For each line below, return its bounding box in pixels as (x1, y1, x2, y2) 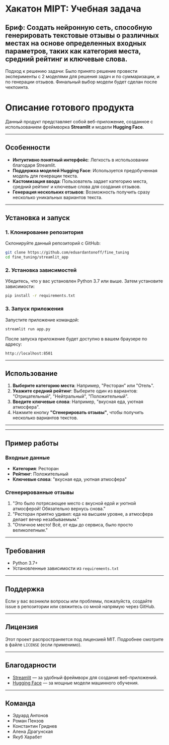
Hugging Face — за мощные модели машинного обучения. (12, 680, 139, 686)
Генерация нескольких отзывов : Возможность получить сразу (12, 189, 150, 195)
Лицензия (5, 623, 38, 631)
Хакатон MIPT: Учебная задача (5, 3, 142, 15)
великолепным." (12, 527, 48, 533)
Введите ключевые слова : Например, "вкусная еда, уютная (12, 399, 143, 405)
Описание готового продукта (5, 102, 134, 114)
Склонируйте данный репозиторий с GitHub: (5, 240, 101, 246)
